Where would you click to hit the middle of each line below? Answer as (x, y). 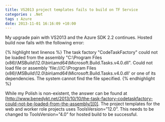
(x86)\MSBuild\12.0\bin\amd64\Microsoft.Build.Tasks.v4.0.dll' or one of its (81, 73)
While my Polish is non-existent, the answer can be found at (66, 93)
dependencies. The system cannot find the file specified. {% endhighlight (80, 79)
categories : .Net (24, 14)
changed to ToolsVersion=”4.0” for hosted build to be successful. (72, 115)
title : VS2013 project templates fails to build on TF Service (72, 10)
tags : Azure (19, 19)
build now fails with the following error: (45, 43)
